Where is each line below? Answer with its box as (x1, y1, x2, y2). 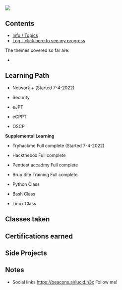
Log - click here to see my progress (12, 38, 85, 43)
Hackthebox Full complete (12, 152, 66, 158)
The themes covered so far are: (5, 47, 69, 53)
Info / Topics (12, 32, 38, 38)
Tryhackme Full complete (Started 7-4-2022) (12, 143, 105, 148)
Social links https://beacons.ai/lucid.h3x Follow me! (12, 279, 118, 285)
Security (12, 94, 30, 100)
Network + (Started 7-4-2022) (12, 85, 75, 91)
